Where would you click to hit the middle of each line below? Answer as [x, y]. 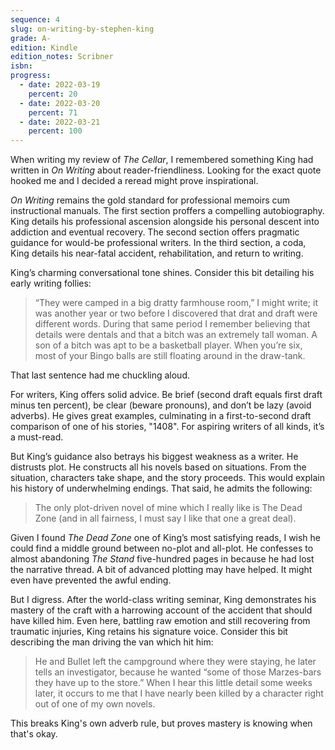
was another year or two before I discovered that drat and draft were [176, 313]
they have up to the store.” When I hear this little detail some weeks [173, 683]
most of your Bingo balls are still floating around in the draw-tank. [170, 356]
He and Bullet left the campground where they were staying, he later [175, 662]
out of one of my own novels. [95, 704]
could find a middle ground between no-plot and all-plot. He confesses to [162, 548]
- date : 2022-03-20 [60, 103]
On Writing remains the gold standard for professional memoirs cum [150, 200]
